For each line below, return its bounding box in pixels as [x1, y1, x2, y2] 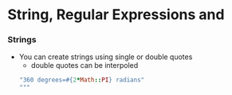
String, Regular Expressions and [7, 6, 225, 24]
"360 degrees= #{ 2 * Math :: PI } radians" [18, 76, 145, 85]
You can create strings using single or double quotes [18, 52, 193, 61]
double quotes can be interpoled [30, 61, 139, 70]
